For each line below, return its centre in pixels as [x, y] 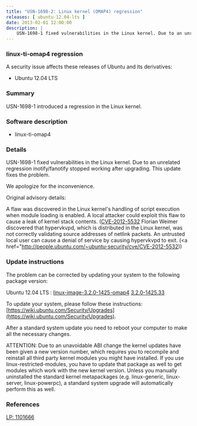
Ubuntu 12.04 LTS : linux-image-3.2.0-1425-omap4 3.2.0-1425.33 [86, 292]
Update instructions [35, 262]
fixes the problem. [28, 175]
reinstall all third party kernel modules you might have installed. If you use [95, 358]
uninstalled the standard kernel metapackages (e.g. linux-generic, [86, 377]
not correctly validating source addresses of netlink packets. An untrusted [96, 234]
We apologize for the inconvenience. [50, 187]
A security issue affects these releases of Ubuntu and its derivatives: [89, 67]
